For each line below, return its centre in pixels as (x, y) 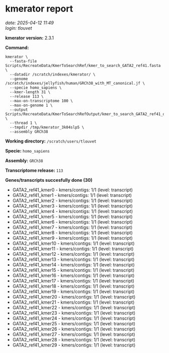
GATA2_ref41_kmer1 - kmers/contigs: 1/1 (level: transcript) (72, 195)
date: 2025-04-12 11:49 (29, 23)
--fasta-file (23, 61)
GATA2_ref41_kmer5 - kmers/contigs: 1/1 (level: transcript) (72, 217)
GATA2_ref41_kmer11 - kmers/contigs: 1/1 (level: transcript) (73, 249)
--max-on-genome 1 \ (31, 105)
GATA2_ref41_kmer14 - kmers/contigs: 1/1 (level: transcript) (73, 264)
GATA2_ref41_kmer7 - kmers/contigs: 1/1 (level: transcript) (72, 227)
